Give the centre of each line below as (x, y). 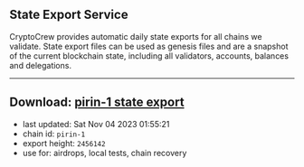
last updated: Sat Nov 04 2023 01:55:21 (96, 124)
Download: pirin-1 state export (97, 102)
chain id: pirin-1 (54, 134)
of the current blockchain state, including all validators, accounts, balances (149, 56)
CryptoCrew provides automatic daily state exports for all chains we (136, 36)
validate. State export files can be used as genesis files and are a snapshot (149, 46)
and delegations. (41, 65)
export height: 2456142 (64, 143)
